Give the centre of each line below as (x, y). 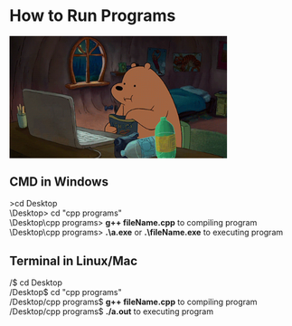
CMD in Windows (59, 182)
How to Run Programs (93, 16)
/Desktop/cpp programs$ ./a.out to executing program (112, 312)
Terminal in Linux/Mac (74, 260)
